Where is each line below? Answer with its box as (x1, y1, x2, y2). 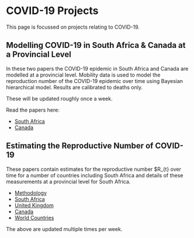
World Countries (14, 214, 54, 221)
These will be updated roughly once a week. (6, 95, 113, 102)
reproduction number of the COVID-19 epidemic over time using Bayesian (6, 77, 183, 84)
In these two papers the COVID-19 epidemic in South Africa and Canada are (6, 65, 189, 72)
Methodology (14, 189, 47, 196)
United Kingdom (14, 202, 54, 209)
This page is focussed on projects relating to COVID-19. (6, 23, 140, 30)
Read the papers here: (6, 106, 60, 113)
